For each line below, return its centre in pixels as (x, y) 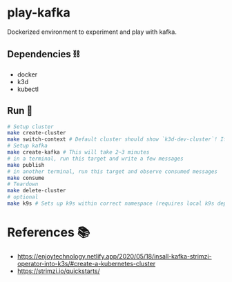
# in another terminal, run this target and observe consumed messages (112, 171)
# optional (23, 197)
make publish (26, 165)
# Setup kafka (28, 146)
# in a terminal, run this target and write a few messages (96, 159)
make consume (26, 178)
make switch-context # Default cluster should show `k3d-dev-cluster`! (112, 139)
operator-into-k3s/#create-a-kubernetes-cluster (86, 263)
